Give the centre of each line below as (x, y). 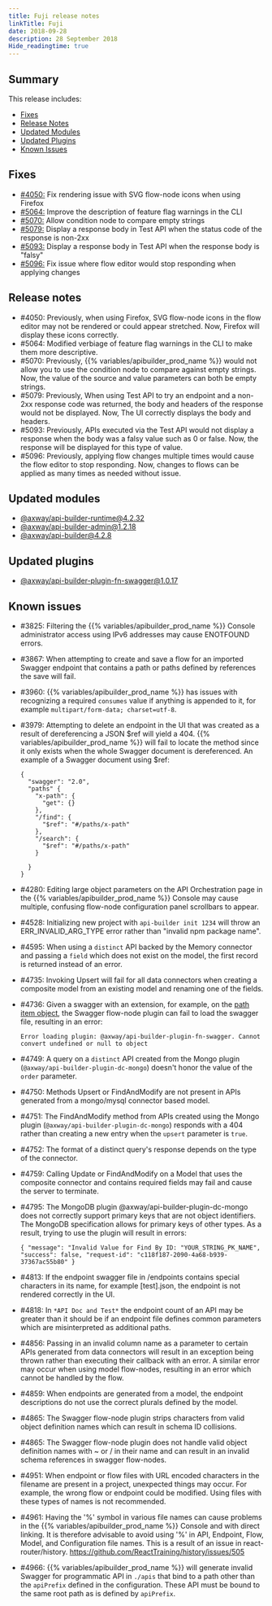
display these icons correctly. (69, 335)
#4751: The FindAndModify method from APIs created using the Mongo (140, 1116)
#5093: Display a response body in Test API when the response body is (140, 246)
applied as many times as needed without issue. (100, 473)
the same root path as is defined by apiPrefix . (98, 1593)
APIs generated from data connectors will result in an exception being (137, 1352)
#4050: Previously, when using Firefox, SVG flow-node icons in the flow (140, 317)
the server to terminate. (60, 1191)
